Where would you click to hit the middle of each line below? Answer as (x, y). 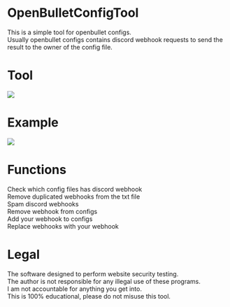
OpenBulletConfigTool (73, 13)
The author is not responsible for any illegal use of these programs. (104, 281)
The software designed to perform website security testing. (93, 273)
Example (33, 123)
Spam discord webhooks (43, 204)
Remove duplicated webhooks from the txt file (74, 197)
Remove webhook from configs (52, 211)
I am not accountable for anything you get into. (74, 289)
